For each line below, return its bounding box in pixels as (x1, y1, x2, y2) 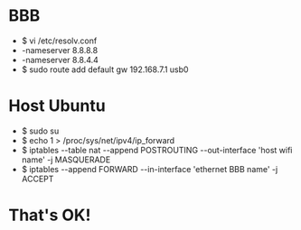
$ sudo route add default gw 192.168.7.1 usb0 (21, 64, 189, 75)
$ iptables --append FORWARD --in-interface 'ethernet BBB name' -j (21, 163, 278, 174)
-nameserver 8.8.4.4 (21, 54, 99, 65)
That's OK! (8, 205, 91, 225)
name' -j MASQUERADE (21, 154, 111, 165)
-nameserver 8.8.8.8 (21, 44, 99, 55)
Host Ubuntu (8, 96, 106, 116)
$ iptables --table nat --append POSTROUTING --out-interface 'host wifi (21, 144, 293, 155)
